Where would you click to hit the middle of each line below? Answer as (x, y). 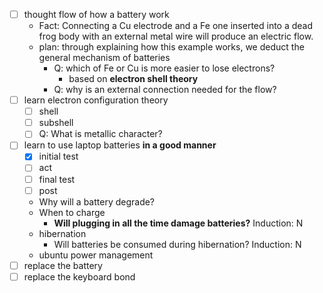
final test (57, 179)
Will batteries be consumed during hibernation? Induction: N (177, 244)
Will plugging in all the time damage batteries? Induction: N (178, 223)
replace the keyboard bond (79, 276)
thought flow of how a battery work (96, 14)
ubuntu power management (96, 255)
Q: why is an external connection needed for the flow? (165, 90)
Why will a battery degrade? (97, 201)
